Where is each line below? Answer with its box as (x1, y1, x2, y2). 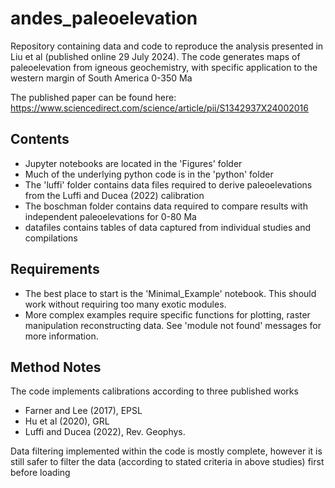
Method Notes (10, 358, 102, 376)
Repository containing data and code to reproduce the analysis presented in (10, 40, 324, 52)
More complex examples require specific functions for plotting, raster (24, 308, 311, 321)
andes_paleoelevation (10, 7, 198, 30)
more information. (24, 330, 99, 342)
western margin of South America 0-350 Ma (10, 72, 193, 84)
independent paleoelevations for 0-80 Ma (24, 210, 197, 222)
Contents (10, 131, 70, 148)
